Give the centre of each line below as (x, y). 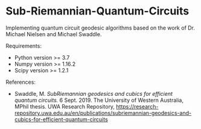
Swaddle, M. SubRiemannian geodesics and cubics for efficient (94, 93)
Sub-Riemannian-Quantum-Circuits (97, 11)
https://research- (137, 106)
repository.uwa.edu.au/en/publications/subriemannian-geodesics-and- (103, 113)
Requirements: (24, 46)
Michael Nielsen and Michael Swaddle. (54, 34)
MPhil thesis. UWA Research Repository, (65, 106)
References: (21, 82)
